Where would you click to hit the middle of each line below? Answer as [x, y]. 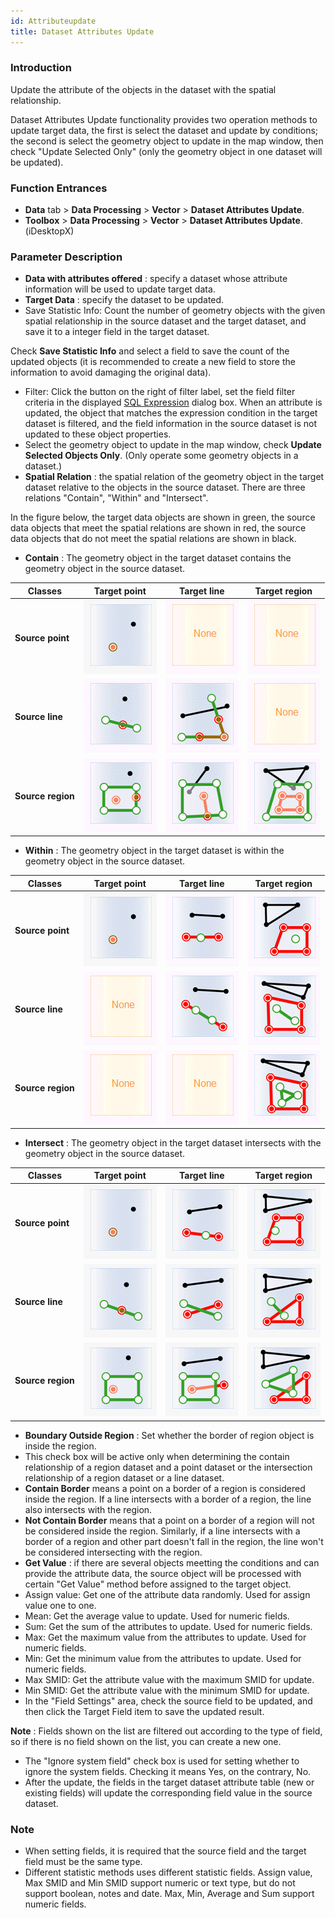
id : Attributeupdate [53, 21]
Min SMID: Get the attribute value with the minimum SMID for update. [167, 1690]
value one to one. [60, 1605]
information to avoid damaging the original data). [111, 372]
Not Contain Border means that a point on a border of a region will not [169, 1520]
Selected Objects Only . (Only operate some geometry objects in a [161, 456]
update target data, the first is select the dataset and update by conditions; [164, 130]
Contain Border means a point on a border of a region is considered [165, 1488]
